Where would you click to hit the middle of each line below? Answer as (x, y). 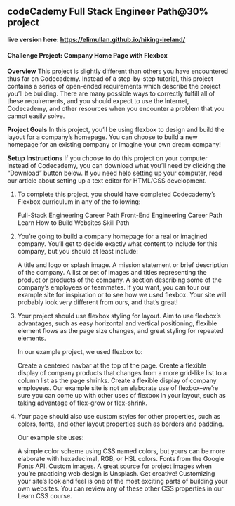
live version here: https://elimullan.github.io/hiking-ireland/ (96, 39)
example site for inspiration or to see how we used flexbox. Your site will (122, 295)
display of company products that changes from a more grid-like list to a (122, 373)
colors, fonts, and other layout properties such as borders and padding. (121, 424)
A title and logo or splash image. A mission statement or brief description (123, 265)
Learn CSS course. (45, 496)
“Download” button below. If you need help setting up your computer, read (115, 173)
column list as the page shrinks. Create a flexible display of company (117, 381)
